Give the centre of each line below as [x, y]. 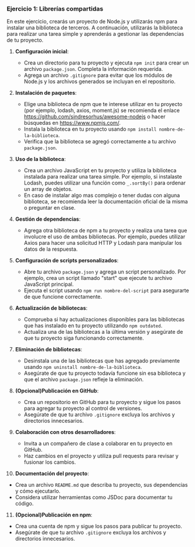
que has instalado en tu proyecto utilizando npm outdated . [93, 326]
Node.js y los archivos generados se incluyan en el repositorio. [100, 81]
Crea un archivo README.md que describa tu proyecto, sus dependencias [101, 485]
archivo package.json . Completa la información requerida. [93, 69]
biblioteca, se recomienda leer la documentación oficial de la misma [106, 201]
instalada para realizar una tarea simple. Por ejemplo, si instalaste [103, 177]
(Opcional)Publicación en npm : [54, 515]
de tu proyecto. [25, 40]
